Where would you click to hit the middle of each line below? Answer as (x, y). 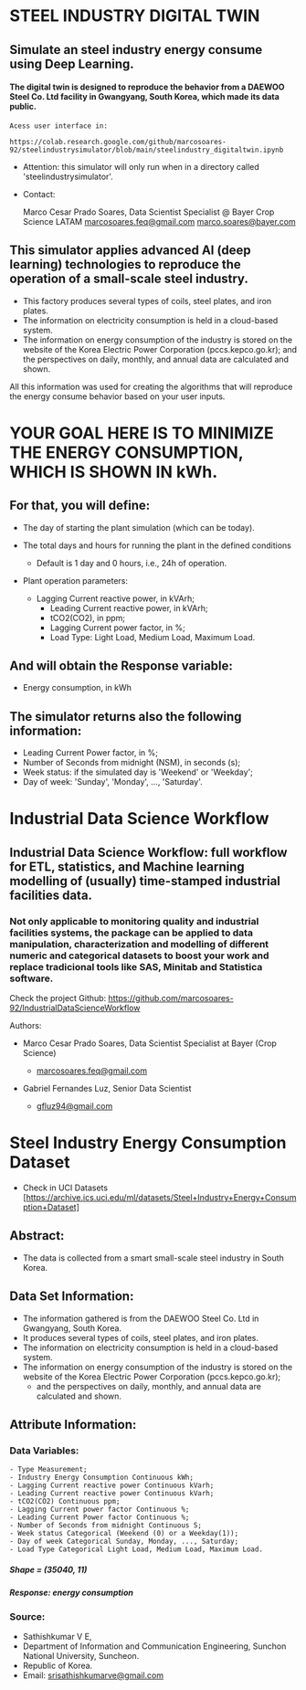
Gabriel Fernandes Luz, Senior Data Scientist (107, 1089)
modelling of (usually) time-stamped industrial (145, 881)
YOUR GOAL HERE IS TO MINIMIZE (142, 433)
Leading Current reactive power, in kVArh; (129, 607)
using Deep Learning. (72, 63)
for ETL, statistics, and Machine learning (127, 866)
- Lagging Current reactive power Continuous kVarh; (112, 1485)
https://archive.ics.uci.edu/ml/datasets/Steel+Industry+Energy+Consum (161, 1198)
